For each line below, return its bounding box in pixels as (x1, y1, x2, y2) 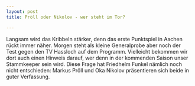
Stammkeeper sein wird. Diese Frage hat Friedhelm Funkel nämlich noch (6, 60, 182, 68)
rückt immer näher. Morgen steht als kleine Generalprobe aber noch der (6, 42, 181, 49)
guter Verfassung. (6, 73, 50, 80)
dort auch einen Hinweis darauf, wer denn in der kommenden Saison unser (6, 54, 188, 61)
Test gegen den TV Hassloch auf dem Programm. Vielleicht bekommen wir (6, 48, 188, 55)
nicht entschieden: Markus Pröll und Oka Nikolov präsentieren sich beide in (6, 67, 189, 74)
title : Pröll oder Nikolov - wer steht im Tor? (6, 14, 126, 20)
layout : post (6, 8, 38, 15)
